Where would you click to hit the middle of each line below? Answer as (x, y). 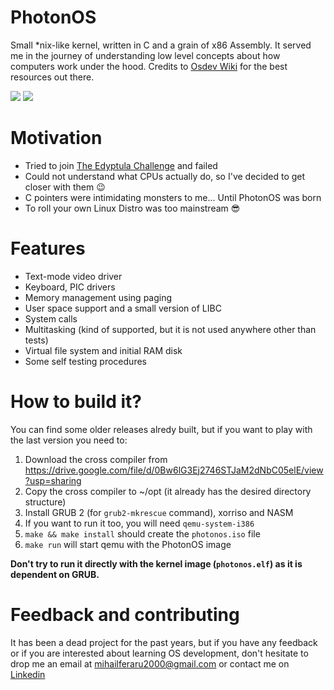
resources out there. (52, 77)
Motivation (56, 138)
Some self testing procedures (85, 361)
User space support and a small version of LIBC (123, 308)
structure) (45, 502)
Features (48, 248)
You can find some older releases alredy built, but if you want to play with (161, 429)
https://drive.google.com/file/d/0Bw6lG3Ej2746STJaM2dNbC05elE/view (174, 470)
